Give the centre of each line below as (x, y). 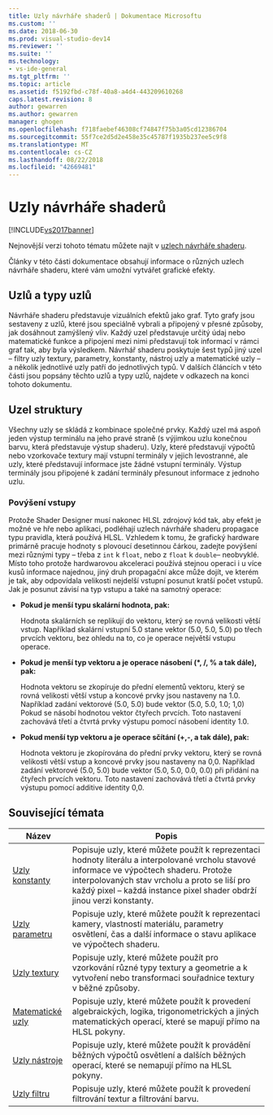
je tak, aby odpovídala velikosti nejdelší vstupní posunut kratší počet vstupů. (136, 580)
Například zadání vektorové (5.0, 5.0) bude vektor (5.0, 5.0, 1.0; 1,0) (132, 703)
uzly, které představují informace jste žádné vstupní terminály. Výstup (125, 464)
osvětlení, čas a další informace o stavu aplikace (164, 934)
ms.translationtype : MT (49, 144)
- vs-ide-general (38, 69)
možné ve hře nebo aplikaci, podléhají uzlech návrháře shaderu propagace (134, 529)
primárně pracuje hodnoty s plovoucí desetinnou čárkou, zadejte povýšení (133, 546)
